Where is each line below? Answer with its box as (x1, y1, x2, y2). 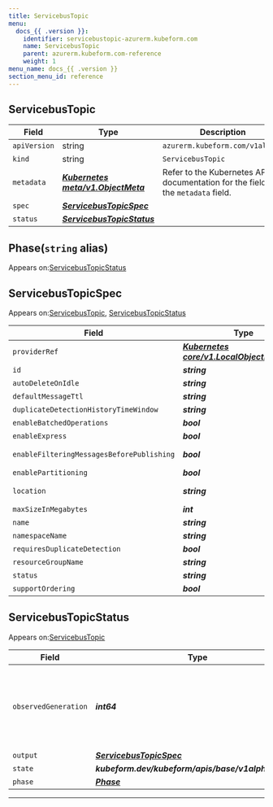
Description (199, 127, 246, 138)
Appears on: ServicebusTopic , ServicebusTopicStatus (8, 308, 187, 318)
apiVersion (12, 142, 54, 150)
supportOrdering (12, 584, 76, 594)
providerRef (12, 347, 59, 356)
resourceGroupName (12, 558, 84, 567)
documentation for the (162, 177, 248, 188)
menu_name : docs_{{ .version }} (8, 65, 118, 73)
